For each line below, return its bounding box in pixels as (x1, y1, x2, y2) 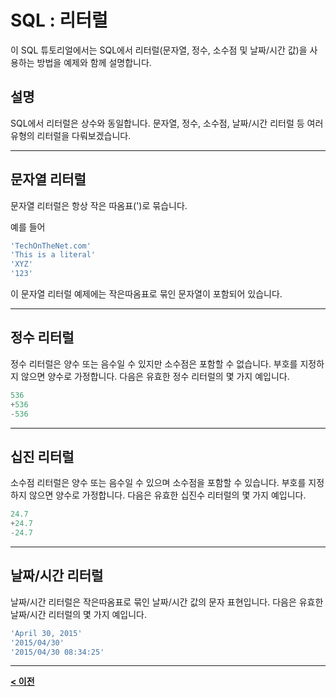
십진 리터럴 (10, 448, 75, 465)
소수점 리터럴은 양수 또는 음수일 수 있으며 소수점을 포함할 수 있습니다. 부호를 (10, 477, 307, 489)
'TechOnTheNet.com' (10, 241, 92, 251)
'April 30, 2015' (10, 628, 83, 638)
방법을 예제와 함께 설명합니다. (36, 56, 152, 68)
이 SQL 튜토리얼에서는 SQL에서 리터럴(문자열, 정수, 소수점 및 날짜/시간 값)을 (10, 44, 308, 56)
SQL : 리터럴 (10, 9, 108, 32)
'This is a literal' (10, 250, 97, 260)
